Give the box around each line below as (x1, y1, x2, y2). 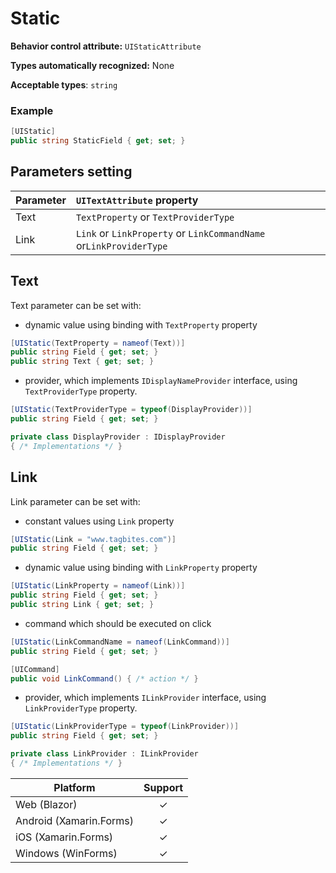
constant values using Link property (24, 515, 175, 527)
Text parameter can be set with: (10, 299, 142, 311)
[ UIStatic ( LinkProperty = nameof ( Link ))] (10, 581, 186, 591)
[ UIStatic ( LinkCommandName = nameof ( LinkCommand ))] (10, 637, 230, 647)
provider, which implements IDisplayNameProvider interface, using (24, 375, 298, 387)
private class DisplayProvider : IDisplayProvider (10, 432, 226, 442)
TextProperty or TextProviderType (75, 210, 235, 224)
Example (10, 103, 54, 117)
